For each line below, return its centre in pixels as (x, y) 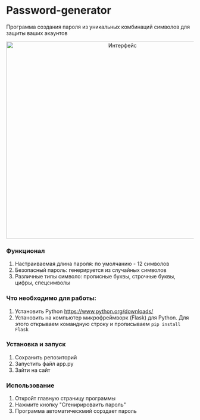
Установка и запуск (36, 344)
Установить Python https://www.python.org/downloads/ (84, 311)
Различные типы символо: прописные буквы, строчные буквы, (95, 277)
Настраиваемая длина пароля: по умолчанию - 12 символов (92, 264)
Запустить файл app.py (44, 363)
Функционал (26, 250)
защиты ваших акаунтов (37, 33)
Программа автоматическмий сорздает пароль (76, 411)
